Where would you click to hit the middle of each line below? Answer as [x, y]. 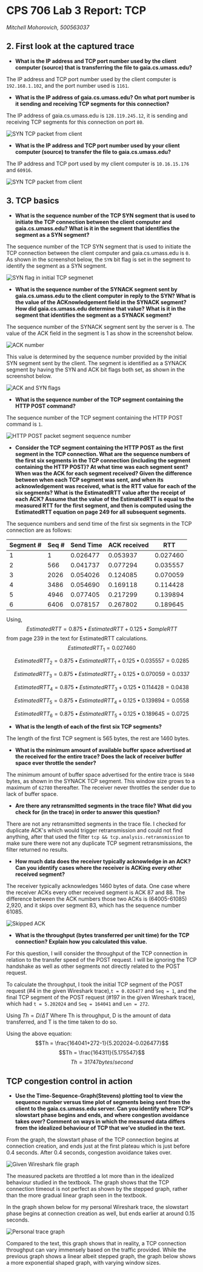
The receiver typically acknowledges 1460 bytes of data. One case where [98, 886]
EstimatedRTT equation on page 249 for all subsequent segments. [101, 512]
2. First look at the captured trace [70, 46]
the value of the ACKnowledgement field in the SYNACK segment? [101, 302]
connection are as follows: [39, 530]
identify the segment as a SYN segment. [57, 266]
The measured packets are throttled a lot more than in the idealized [90, 1176]
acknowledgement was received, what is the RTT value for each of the [105, 486]
